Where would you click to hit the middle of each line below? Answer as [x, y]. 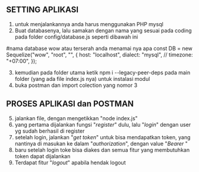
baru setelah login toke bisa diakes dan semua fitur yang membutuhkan [102, 150]
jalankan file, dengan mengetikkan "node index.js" [76, 118]
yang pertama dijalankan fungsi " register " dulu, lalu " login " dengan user [103, 124]
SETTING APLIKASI [42, 10]
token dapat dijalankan [42, 156]
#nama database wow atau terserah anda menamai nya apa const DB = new [99, 48]
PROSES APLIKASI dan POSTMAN [70, 104]
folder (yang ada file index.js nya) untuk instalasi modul [82, 79]
